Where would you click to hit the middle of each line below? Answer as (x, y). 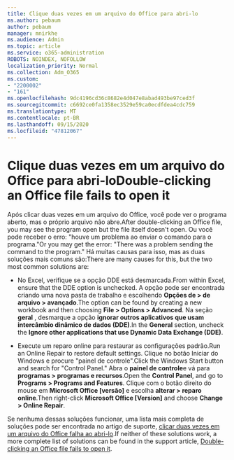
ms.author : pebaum (34, 20)
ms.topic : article (34, 46)
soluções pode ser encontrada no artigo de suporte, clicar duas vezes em (114, 426)
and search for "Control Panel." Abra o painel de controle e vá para (114, 368)
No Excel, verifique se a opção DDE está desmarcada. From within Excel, (121, 280)
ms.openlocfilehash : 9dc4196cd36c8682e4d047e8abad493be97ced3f (101, 99)
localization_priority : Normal (53, 66)
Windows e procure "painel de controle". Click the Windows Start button (120, 361)
